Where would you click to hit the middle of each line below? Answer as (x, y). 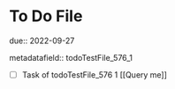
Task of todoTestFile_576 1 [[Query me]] (95, 74)
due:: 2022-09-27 (42, 41)
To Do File (46, 16)
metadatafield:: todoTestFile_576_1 (71, 57)
